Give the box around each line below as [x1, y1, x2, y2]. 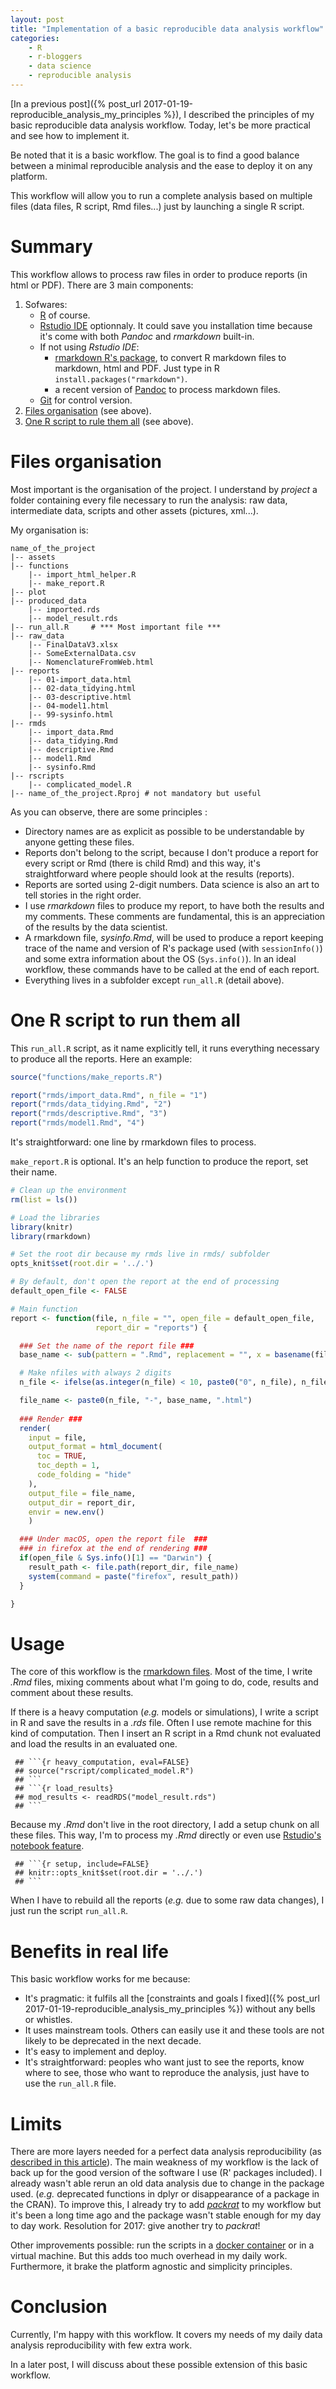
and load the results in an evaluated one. [10, 1738, 178, 1750]
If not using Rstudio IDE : [39, 341, 140, 353]
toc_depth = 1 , [36, 1461, 101, 1471]
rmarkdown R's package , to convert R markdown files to [54, 351, 287, 363]
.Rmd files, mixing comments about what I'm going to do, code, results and [10, 1676, 319, 1688]
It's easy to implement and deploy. [24, 2046, 167, 2058]
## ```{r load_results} [14, 1784, 114, 1794]
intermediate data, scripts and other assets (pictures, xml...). [10, 504, 259, 516]
